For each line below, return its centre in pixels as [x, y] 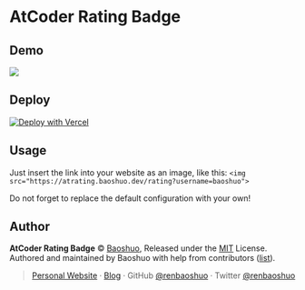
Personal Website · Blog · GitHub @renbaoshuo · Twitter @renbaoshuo [163, 275]
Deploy [30, 100]
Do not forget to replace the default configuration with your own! [130, 198]
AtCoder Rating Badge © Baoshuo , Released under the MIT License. [138, 248]
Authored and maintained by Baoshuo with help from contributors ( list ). [143, 258]
